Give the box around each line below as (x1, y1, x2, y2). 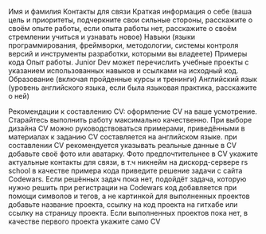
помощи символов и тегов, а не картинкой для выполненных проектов (8, 191, 251, 201)
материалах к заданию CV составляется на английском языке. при (8, 132, 237, 142)
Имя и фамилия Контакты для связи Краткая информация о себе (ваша (8, 7, 252, 16)
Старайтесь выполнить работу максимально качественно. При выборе (8, 115, 252, 124)
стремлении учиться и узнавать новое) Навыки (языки (8, 32, 196, 41)
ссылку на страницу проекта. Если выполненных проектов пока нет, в (8, 209, 248, 217)
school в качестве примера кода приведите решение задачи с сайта (8, 166, 243, 175)
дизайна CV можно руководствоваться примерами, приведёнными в (8, 123, 245, 133)
